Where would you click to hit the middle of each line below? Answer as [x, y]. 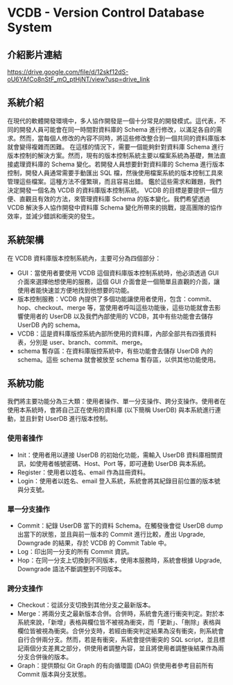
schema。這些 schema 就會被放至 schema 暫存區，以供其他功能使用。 [118, 359]
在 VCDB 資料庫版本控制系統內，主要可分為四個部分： [84, 258]
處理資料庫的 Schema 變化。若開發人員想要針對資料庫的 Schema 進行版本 [119, 164]
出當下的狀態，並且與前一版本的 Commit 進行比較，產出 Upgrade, [111, 535]
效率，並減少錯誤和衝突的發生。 [53, 216]
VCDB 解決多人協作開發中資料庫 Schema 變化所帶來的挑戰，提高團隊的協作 [115, 207]
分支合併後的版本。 [45, 657]
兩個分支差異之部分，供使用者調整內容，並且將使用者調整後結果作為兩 [123, 648]
